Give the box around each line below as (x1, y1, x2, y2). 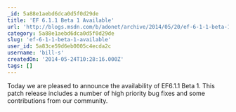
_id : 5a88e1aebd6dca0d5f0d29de (7, 10, 99, 17)
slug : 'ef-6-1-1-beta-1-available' (7, 36, 112, 43)
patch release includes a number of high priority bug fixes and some (7, 89, 206, 97)
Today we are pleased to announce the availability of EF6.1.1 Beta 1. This (7, 81, 216, 90)
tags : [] (7, 62, 33, 69)
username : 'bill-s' (7, 50, 65, 57)
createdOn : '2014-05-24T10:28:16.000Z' (7, 56, 124, 63)
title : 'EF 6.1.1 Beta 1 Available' (7, 17, 114, 24)
